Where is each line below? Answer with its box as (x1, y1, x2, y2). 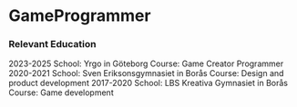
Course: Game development (8, 87, 115, 98)
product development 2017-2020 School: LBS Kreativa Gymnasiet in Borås (8, 78, 289, 89)
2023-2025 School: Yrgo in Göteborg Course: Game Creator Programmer (8, 58, 284, 69)
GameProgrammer (8, 5, 151, 26)
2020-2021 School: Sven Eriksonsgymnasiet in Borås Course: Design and (8, 68, 284, 79)
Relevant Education (8, 38, 97, 51)
